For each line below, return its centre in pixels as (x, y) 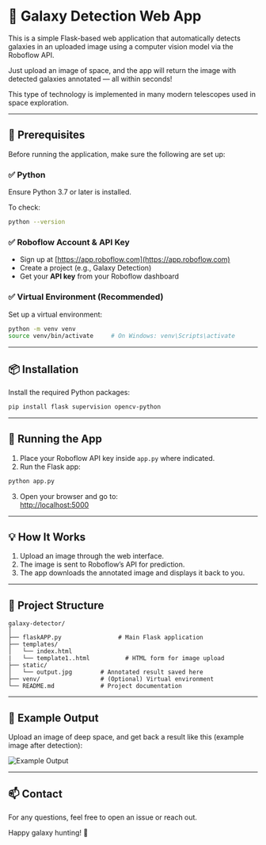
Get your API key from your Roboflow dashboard (99, 276)
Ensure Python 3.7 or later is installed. (70, 192)
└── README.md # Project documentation (95, 686)
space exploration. (38, 102)
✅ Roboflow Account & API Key (69, 242)
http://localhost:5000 (54, 505)
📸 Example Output (53, 718)
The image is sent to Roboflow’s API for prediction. (102, 565)
